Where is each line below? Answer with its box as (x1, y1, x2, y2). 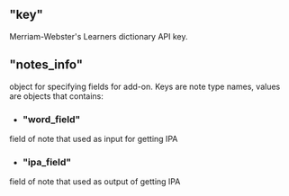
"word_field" (22, 112, 81, 125)
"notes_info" (9, 58, 84, 73)
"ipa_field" (22, 156, 72, 168)
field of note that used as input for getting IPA (9, 133, 178, 144)
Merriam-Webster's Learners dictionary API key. (9, 31, 188, 41)
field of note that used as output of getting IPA (9, 176, 181, 187)
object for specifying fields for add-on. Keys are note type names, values (9, 81, 281, 92)
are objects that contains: (9, 90, 104, 102)
